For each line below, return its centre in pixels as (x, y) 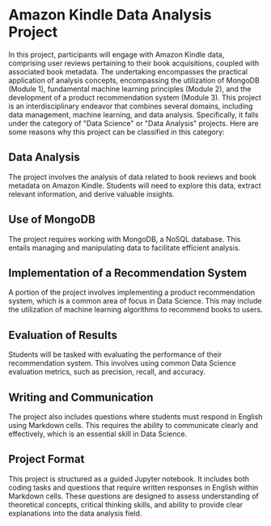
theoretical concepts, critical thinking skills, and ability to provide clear (126, 504)
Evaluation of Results (63, 335)
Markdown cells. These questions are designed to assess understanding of (133, 496)
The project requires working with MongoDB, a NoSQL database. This (125, 239)
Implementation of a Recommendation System (128, 273)
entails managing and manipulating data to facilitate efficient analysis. (125, 248)
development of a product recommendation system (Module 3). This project (135, 97)
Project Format (47, 459)
